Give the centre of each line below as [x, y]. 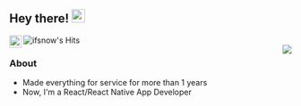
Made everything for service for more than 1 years [115, 83]
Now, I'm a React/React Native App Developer [107, 92]
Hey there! [39, 19]
